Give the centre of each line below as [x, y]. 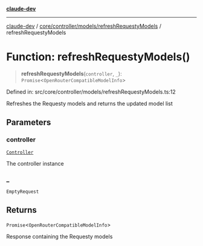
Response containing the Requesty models [60, 236]
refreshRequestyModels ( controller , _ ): [71, 73]
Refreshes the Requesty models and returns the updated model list [90, 103]
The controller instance [35, 163]
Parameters [29, 122]
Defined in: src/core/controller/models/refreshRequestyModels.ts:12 [91, 92]
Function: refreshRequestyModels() [98, 57]
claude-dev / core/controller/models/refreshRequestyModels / [84, 26]
